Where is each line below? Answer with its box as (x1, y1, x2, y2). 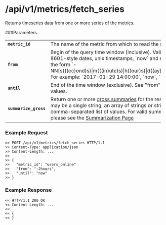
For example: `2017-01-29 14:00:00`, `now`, (50, 73, 158, 80)
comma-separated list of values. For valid (50, 108, 148, 115)
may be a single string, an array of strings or (50, 102, 153, 109)
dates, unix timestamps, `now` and (79, 55, 159, 61)
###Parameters (5, 29, 37, 35)
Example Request (5, 129, 48, 136)
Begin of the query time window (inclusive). (50, 49, 152, 56)
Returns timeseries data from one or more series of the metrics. (5, 20, 135, 26)
